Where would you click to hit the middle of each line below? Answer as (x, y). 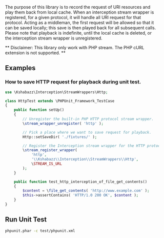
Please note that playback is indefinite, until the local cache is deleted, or (79, 33)
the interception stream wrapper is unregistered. (54, 38)
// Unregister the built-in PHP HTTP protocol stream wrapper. (88, 119)
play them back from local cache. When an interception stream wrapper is (80, 12)
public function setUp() (39, 110)
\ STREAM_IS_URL (47, 164)
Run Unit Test (26, 220)
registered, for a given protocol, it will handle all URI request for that (73, 17)
